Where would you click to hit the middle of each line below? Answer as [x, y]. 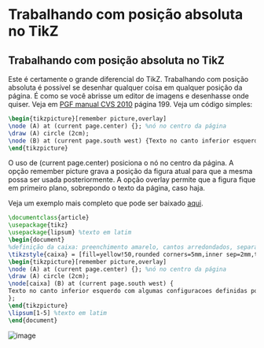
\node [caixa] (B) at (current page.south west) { [91, 284]
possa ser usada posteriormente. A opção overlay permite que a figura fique [132, 180]
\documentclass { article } [49, 218]
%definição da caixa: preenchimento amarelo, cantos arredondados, [121, 247]
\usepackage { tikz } [38, 225]
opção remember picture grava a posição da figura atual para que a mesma [130, 172]
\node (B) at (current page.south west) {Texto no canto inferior [119, 141]
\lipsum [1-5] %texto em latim [58, 313]
